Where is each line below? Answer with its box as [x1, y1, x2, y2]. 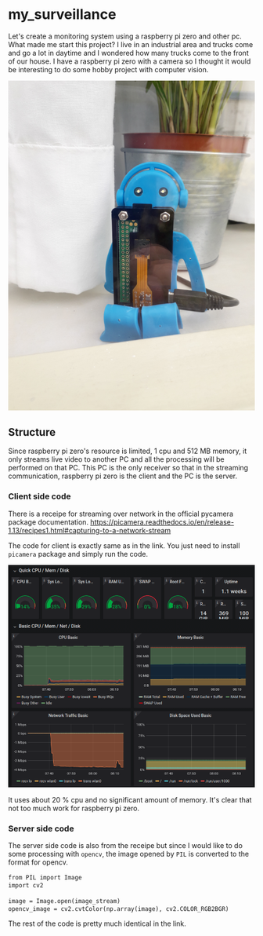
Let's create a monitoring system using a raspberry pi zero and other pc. [8, 31, 243, 41]
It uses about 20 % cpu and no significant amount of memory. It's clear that [8, 795, 252, 804]
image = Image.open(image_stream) [8, 898, 121, 905]
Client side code [8, 491, 72, 502]
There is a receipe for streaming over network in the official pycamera [8, 509, 233, 518]
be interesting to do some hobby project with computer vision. [8, 64, 209, 74]
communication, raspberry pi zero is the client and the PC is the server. [8, 471, 238, 481]
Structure [8, 426, 56, 439]
